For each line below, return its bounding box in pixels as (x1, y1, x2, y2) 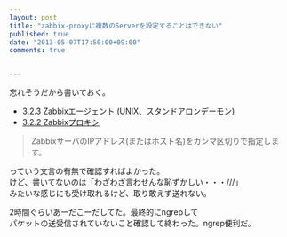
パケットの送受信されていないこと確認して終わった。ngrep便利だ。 (9, 218, 256, 229)
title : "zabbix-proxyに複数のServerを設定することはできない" (9, 21, 223, 30)
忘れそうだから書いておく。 (9, 87, 111, 98)
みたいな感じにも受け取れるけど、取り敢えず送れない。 (9, 188, 211, 199)
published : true (9, 29, 69, 38)
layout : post (9, 12, 58, 22)
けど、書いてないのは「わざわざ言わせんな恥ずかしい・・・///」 (9, 177, 243, 187)
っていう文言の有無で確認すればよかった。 (9, 166, 165, 177)
